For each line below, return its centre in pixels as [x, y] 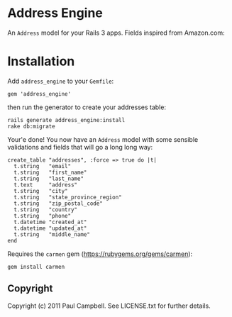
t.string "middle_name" [52, 234]
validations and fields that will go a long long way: [80, 147]
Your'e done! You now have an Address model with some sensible [103, 139]
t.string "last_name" [49, 179]
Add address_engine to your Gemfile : [61, 81]
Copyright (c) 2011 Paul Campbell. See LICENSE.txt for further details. [109, 306]
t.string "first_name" [50, 172]
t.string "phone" [43, 216]
